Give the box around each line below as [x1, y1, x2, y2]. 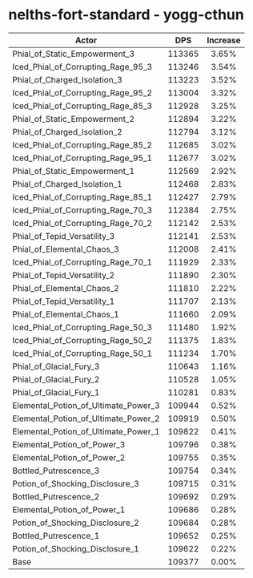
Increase [207, 34, 242, 46]
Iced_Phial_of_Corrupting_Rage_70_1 [12, 257, 153, 268]
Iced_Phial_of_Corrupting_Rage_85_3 [12, 100, 153, 111]
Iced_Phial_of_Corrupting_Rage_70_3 [12, 204, 153, 216]
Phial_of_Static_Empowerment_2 [12, 113, 135, 124]
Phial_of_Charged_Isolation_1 [12, 178, 122, 189]
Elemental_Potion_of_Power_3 [12, 439, 126, 450]
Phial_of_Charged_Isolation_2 [12, 126, 122, 137]
